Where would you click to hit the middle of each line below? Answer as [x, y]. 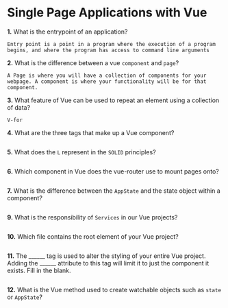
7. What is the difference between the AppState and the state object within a [114, 191]
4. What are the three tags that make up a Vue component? [91, 132]
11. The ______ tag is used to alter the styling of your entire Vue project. [106, 256]
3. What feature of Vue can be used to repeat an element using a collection [113, 100]
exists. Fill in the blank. [39, 270]
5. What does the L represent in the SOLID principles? [81, 152]
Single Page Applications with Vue [107, 13]
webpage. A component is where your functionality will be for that [107, 81]
